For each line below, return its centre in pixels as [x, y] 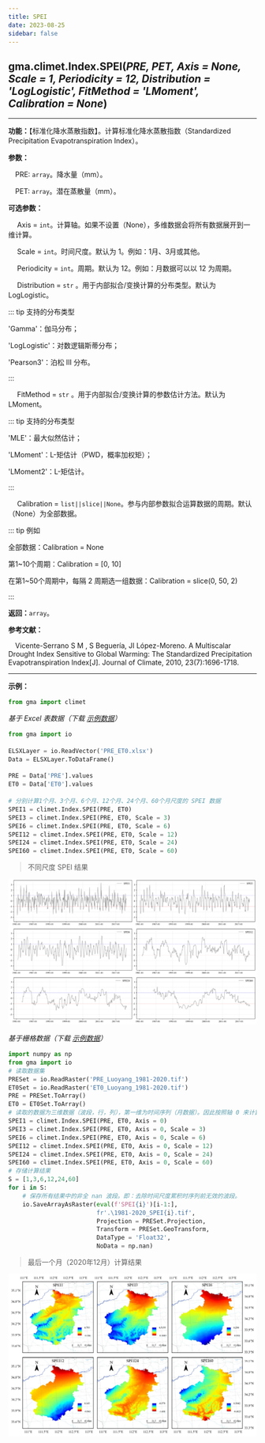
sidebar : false [33, 33]
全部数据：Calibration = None [56, 547]
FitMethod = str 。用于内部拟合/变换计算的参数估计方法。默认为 [121, 395]
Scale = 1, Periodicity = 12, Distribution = [110, 79]
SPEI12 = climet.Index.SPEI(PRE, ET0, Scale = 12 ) [93, 835]
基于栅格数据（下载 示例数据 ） [58, 1038]
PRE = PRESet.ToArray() [47, 1096]
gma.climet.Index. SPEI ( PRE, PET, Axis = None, [125, 66]
